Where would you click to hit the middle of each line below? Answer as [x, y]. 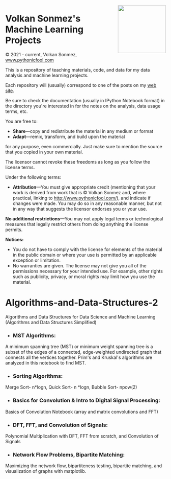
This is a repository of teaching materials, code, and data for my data [78, 70]
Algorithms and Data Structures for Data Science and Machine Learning [80, 316]
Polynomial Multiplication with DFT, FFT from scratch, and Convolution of [82, 436]
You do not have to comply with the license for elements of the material [87, 249]
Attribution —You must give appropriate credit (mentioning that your [84, 187]
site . [10, 90]
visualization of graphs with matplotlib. [46, 471]
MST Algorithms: [34, 335]
